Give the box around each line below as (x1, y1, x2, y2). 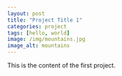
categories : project (7, 23, 68, 30)
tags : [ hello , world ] (7, 29, 70, 37)
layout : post (7, 10, 45, 17)
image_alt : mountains (7, 42, 70, 49)
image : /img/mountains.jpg (7, 36, 86, 43)
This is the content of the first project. (7, 61, 116, 69)
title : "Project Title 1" (7, 17, 82, 23)
